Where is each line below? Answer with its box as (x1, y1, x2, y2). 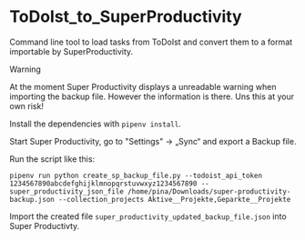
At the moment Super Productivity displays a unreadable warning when (9, 81, 277, 92)
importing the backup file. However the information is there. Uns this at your (9, 91, 294, 102)
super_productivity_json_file (9, 186, 125, 196)
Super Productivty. (9, 220, 80, 231)
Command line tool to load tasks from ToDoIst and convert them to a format (9, 36, 293, 47)
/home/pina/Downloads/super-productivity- (127, 186, 291, 196)
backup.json (9, 195, 55, 204)
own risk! (9, 100, 44, 111)
